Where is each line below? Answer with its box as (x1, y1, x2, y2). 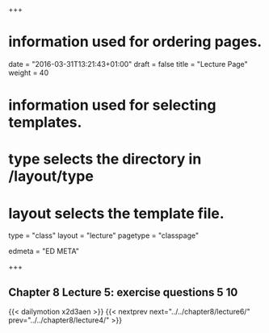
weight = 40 (8, 68, 49, 77)
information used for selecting (8, 96, 216, 114)
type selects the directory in (8, 150, 202, 169)
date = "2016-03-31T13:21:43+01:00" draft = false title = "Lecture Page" (8, 59, 248, 69)
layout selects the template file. (8, 204, 225, 223)
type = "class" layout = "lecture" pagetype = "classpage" (8, 231, 200, 240)
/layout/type (8, 167, 95, 185)
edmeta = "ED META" (8, 247, 79, 256)
